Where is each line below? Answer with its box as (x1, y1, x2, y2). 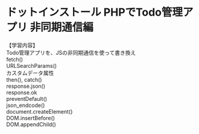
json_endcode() (6, 102, 45, 109)
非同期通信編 (30, 20, 93, 34)
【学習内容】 (6, 41, 38, 49)
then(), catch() (6, 76, 42, 83)
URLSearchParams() (6, 62, 57, 69)
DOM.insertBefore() (6, 114, 55, 121)
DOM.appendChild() (6, 121, 56, 128)
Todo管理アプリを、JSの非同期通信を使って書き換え (6, 49, 136, 56)
